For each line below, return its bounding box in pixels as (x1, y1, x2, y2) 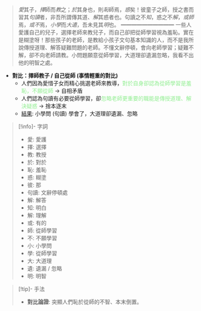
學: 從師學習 (27, 250, 58, 257)
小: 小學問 (27, 242, 52, 249)
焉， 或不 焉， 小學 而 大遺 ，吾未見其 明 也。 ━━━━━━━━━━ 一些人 (18, 21, 192, 28)
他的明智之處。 (18, 59, 56, 66)
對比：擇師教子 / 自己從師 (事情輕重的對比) (12, 72, 118, 79)
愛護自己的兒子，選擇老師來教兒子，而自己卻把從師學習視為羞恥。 (18, 29, 183, 36)
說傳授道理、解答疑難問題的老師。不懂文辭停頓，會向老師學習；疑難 (18, 44, 189, 51)
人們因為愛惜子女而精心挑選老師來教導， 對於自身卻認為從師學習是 (21, 80, 186, 87)
